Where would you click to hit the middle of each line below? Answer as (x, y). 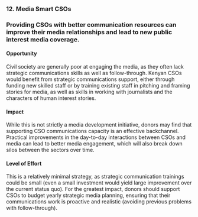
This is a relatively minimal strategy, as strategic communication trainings (95, 177)
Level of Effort (24, 163)
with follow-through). (32, 208)
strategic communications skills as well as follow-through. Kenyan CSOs (94, 73)
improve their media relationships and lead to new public (89, 32)
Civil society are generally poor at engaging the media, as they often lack (95, 67)
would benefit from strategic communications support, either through (90, 79)
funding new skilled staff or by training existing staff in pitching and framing (98, 86)
